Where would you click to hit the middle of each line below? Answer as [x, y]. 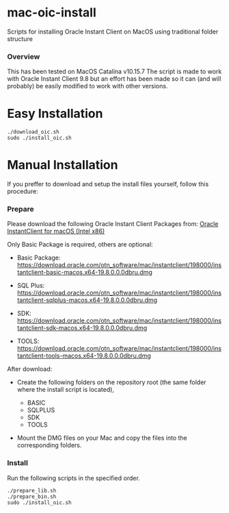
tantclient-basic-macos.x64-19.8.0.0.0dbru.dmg [84, 273]
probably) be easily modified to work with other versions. [87, 86]
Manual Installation [63, 165]
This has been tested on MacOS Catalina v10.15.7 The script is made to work [114, 72]
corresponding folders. [49, 445]
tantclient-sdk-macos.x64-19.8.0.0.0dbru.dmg [82, 328]
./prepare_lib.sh [32, 490]
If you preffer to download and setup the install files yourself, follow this [108, 184]
